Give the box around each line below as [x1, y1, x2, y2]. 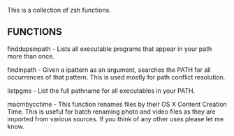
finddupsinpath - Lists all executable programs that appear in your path [7, 45, 212, 53]
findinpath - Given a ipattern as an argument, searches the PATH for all [7, 66, 211, 74]
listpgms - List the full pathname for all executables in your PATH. [7, 86, 196, 95]
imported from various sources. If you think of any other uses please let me [7, 114, 224, 123]
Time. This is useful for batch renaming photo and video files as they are [7, 107, 216, 116]
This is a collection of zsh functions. [7, 6, 112, 14]
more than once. [7, 52, 54, 60]
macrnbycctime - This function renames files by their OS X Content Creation [7, 100, 227, 108]
